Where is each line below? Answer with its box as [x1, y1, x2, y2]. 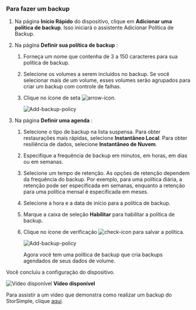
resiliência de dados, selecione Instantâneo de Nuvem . [23, 141, 157, 148]
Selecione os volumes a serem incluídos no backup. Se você [23, 71, 170, 78]
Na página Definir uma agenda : [14, 117, 93, 124]
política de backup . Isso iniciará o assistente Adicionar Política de [14, 24, 174, 31]
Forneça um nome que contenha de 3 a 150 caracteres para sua [23, 53, 178, 60]
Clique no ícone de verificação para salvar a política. [23, 229, 185, 236]
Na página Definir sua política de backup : [14, 42, 118, 49]
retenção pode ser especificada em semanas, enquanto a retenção [23, 182, 185, 189]
